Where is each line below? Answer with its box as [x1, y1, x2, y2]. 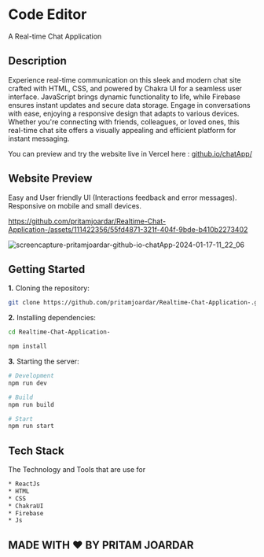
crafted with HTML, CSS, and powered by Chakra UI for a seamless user [8, 83, 242, 93]
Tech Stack [8, 444, 64, 457]
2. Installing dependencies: [8, 313, 97, 323]
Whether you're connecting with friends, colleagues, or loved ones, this [8, 116, 240, 127]
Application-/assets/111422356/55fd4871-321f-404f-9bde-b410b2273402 [8, 224, 248, 234]
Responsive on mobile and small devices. [8, 201, 141, 210]
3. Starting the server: [8, 356, 80, 366]
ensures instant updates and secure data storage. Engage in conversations [8, 100, 251, 109]
